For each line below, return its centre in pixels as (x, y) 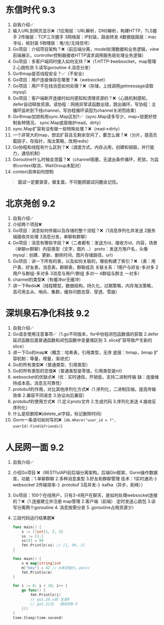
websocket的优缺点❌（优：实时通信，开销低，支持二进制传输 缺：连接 (84, 377)
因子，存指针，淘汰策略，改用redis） (54, 141)
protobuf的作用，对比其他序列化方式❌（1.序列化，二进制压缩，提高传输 (84, 389)
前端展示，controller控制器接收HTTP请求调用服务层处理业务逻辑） (79, 55)
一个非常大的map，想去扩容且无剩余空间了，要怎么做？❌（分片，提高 (83, 135)
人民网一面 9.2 (35, 448)
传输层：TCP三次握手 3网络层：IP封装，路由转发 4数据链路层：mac (89, 37)
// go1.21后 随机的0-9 (54, 604)
